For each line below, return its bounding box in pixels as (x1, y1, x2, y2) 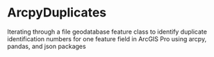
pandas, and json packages (7, 42, 86, 50)
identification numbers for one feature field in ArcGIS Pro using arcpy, (7, 34, 207, 43)
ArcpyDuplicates (7, 5, 106, 21)
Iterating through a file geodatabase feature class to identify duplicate (7, 27, 207, 36)
